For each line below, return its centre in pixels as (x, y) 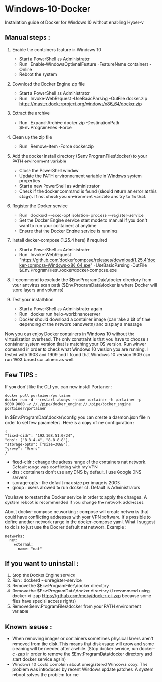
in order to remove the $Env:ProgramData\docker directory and (89, 654)
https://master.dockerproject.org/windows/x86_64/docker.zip (81, 104)
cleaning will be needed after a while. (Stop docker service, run (75, 649)
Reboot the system (38, 74)
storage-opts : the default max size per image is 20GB (66, 482)
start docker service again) (39, 659)
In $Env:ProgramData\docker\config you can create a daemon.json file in (78, 417)
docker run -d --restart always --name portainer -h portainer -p (73, 400)
